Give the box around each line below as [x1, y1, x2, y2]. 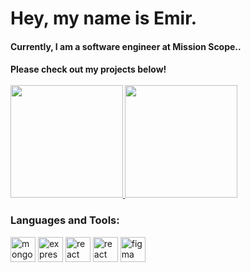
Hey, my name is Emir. [10, 7, 198, 30]
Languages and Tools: [10, 213, 120, 227]
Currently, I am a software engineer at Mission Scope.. [10, 40, 242, 52]
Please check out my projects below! [10, 63, 167, 76]
